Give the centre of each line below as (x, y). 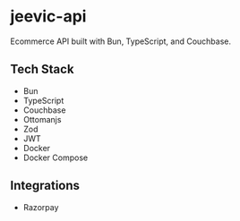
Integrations (45, 186)
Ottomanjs (42, 119)
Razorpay (41, 207)
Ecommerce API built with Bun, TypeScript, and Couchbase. (121, 41)
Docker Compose (56, 157)
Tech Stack (42, 69)
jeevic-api (48, 17)
